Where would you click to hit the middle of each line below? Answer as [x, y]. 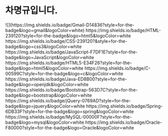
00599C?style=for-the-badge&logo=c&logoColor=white [64, 73]
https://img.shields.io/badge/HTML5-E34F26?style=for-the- [69, 63]
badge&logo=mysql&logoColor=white [45, 122]
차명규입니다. [31, 10]
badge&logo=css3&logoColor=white [43, 46]
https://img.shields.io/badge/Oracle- [124, 122]
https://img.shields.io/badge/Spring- [124, 106]
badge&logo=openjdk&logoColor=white [47, 84]
